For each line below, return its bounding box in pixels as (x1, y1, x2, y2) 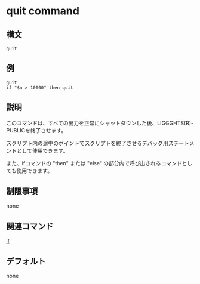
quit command (6, 4, 79, 18)
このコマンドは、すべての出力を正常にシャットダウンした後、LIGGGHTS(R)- (6, 119, 194, 126)
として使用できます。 (16, 147, 69, 154)
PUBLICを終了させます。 (6, 126, 67, 134)
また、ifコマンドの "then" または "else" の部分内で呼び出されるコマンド (6, 159, 182, 166)
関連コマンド (6, 221, 54, 231)
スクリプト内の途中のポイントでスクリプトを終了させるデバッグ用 (6, 139, 168, 147)
